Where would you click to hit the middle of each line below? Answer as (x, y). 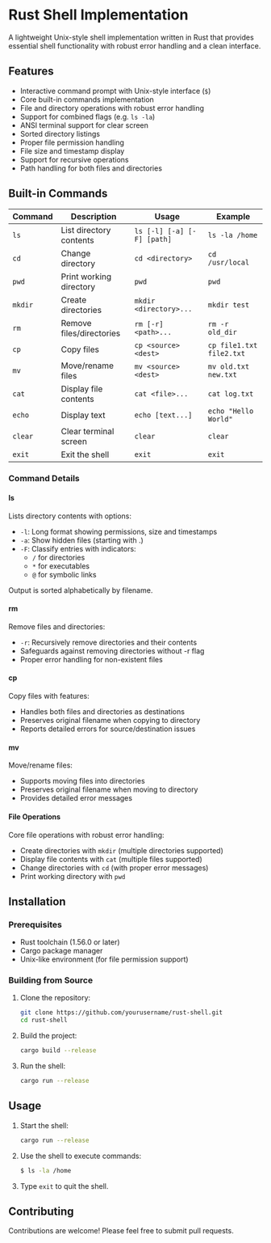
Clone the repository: (55, 998)
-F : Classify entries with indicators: (78, 548)
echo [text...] (163, 415)
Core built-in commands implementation (87, 99)
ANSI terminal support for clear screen (84, 125)
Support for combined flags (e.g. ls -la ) (88, 116)
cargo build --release (58, 1051)
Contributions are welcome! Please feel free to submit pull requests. (121, 1231)
